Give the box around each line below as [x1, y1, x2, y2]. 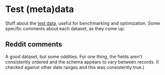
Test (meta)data [5, 4, 74, 15]
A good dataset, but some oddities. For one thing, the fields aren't [5, 53, 143, 59]
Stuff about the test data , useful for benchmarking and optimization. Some [5, 20, 160, 26]
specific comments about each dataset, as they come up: [5, 25, 125, 31]
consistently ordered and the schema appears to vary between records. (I [5, 59, 159, 65]
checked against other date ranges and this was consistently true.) [5, 64, 145, 70]
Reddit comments [5, 40, 62, 49]
